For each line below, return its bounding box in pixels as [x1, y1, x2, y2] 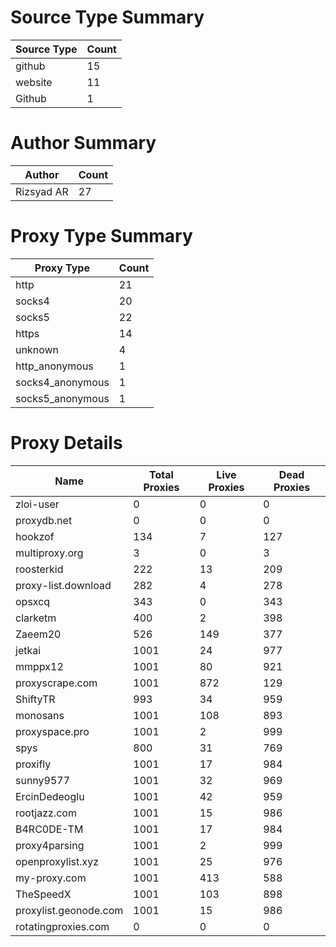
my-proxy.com [15, 871, 87, 885]
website [15, 75, 53, 89]
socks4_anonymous [15, 375, 110, 389]
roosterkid [15, 562, 64, 576]
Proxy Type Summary [10, 225, 193, 248]
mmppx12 [15, 659, 64, 673]
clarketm [15, 611, 57, 625]
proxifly [15, 757, 52, 771]
